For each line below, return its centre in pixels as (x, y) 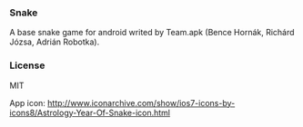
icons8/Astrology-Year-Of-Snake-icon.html (90, 112)
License (27, 65)
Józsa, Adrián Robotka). (55, 42)
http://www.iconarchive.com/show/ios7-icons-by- (141, 103)
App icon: (27, 103)
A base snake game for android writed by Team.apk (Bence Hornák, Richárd (152, 33)
